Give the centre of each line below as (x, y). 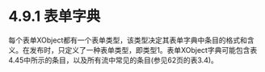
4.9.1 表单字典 (55, 16)
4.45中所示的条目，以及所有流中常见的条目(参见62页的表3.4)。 (113, 60)
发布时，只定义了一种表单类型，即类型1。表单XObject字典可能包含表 (143, 50)
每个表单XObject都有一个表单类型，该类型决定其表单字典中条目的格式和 (128, 40)
